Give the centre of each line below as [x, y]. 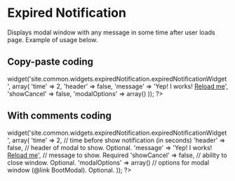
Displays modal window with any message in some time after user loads [111, 32]
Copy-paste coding [50, 62]
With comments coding [60, 116]
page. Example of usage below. [53, 39]
